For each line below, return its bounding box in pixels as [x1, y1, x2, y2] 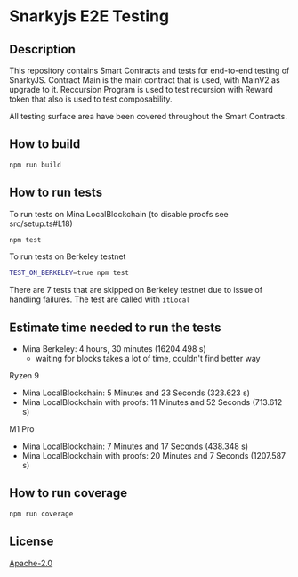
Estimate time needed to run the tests [9, 320, 221, 335]
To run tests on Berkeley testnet [9, 251, 126, 262]
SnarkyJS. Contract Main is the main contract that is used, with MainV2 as [9, 75, 280, 85]
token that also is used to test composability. [9, 93, 173, 104]
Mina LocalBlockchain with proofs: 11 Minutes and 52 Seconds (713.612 [21, 397, 283, 408]
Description [9, 42, 76, 57]
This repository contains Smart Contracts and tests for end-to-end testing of [9, 65, 290, 76]
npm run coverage [9, 509, 74, 518]
